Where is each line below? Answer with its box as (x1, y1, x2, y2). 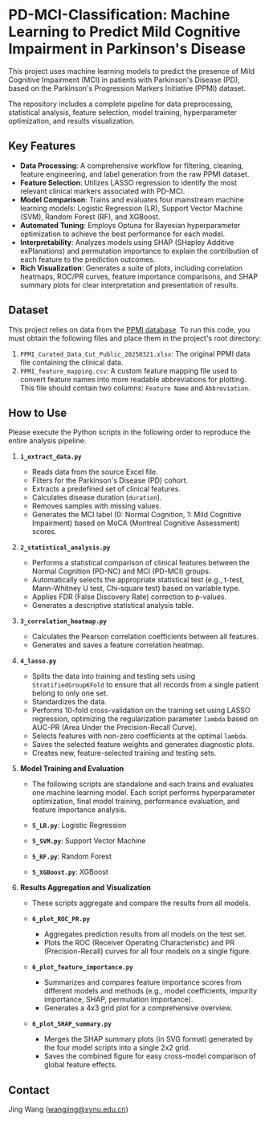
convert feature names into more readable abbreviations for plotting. (19, 374, 247, 384)
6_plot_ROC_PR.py (31, 916, 91, 924)
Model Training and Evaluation (19, 764, 124, 773)
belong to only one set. (31, 688, 108, 698)
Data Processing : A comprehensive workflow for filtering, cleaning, (19, 161, 244, 170)
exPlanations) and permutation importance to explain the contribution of (19, 246, 259, 255)
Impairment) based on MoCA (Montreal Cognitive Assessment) (31, 518, 241, 528)
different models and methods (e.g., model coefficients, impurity (43, 986, 258, 996)
